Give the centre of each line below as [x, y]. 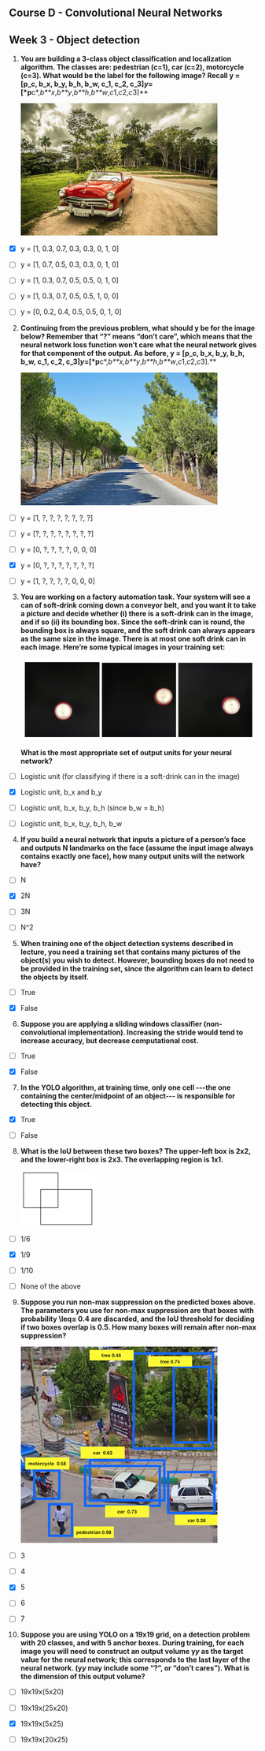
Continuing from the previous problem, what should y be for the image [138, 327]
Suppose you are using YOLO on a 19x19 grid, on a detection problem [135, 1635]
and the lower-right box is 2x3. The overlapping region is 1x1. [122, 1159]
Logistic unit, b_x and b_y [61, 792]
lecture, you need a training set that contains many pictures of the [130, 952]
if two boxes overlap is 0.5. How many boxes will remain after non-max [138, 1327]
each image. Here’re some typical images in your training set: [123, 647]
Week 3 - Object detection [75, 40]
